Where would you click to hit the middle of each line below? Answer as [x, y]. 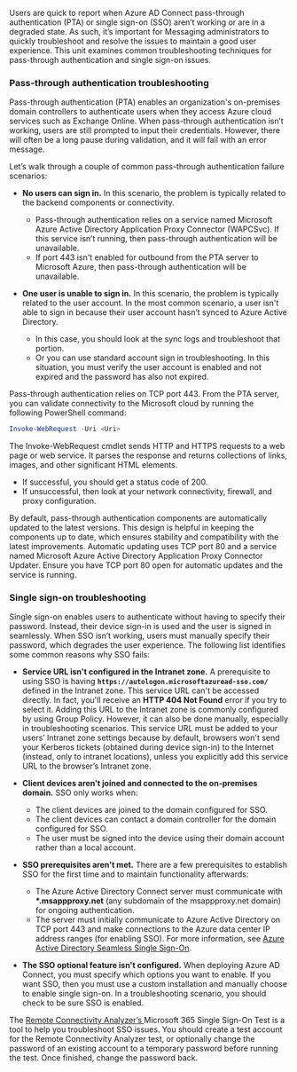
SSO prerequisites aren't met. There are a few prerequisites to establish [155, 865]
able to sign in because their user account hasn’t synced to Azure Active [155, 312]
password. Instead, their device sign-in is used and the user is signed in [141, 627]
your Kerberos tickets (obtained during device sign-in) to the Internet [148, 747]
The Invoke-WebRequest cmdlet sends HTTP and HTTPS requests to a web [147, 446]
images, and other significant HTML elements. [94, 465]
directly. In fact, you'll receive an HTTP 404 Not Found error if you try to [154, 700]
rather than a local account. [86, 847]
